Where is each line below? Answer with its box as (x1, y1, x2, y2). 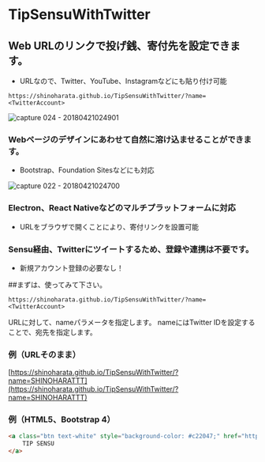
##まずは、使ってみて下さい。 (8, 279, 107, 290)
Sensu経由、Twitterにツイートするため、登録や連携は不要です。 (8, 244, 254, 255)
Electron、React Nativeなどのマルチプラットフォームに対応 (8, 203, 237, 214)
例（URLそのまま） (8, 349, 81, 360)
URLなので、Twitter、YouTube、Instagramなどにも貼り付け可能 (19, 77, 227, 85)
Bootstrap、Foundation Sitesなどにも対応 (19, 165, 155, 175)
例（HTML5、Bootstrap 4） (8, 414, 116, 425)
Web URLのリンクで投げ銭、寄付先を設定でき (8, 39, 230, 52)
